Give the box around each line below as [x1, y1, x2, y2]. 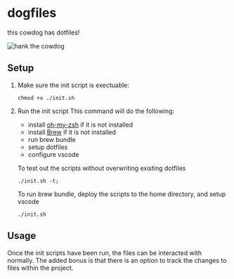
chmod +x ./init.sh [17, 94, 75, 101]
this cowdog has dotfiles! [7, 28, 80, 37]
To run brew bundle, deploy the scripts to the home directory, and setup [17, 190, 226, 198]
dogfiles [7, 5, 57, 21]
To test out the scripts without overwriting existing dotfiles [17, 164, 186, 172]
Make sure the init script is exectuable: [17, 81, 130, 89]
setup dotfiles [27, 143, 68, 151]
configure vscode [27, 150, 79, 159]
